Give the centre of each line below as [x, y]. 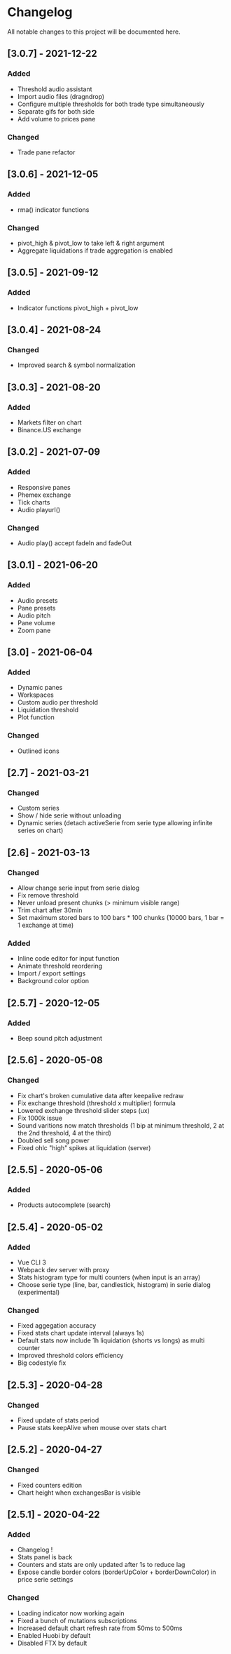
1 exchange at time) [45, 925]
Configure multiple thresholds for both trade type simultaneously [111, 104]
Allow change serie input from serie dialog [78, 888]
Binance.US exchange [49, 429]
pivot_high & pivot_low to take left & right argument [91, 243]
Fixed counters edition [50, 1485]
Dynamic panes [40, 688]
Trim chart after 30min [50, 910]
